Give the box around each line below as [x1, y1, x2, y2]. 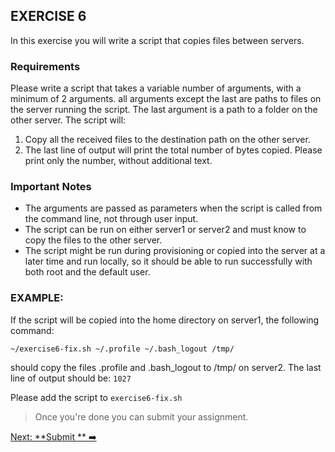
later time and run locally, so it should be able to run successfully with [24, 255, 313, 268]
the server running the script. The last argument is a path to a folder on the [10, 104, 318, 116]
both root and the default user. [24, 266, 151, 278]
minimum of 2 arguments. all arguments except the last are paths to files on [10, 93, 322, 105]
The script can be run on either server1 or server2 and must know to [24, 224, 307, 236]
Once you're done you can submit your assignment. [34, 410, 249, 423]
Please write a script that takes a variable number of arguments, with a [10, 82, 302, 94]
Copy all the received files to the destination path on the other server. [24, 134, 311, 146]
